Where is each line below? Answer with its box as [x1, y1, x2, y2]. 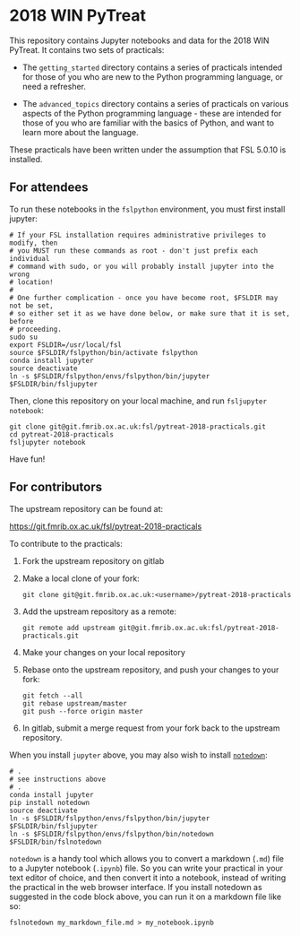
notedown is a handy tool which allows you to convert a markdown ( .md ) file [9, 853, 285, 863]
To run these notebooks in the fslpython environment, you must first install [9, 204, 286, 214]
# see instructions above [9, 775, 106, 784]
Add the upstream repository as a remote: [21, 606, 177, 617]
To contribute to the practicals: [9, 538, 123, 549]
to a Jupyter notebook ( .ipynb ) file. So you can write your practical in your [9, 862, 284, 873]
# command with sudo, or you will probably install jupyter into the [9, 262, 275, 271]
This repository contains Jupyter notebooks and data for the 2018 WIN [9, 35, 270, 46]
